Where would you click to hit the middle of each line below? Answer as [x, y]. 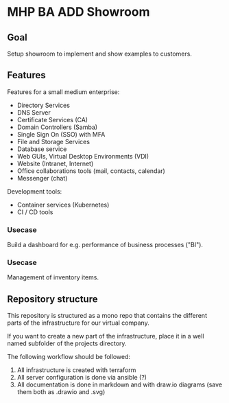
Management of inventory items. [53, 277]
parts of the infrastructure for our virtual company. [78, 323]
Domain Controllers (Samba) [57, 127]
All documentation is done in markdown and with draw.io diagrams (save [120, 384]
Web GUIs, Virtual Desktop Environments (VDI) [83, 156]
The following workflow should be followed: [69, 357]
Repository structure [52, 299]
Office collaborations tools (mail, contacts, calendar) [91, 171]
